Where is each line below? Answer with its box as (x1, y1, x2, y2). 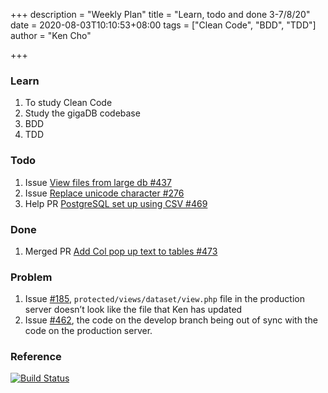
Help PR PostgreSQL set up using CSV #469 (24, 197, 208, 209)
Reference (10, 350, 62, 364)
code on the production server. (24, 325, 153, 337)
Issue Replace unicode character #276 (24, 187, 185, 199)
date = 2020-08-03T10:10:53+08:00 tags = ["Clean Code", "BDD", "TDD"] (10, 19, 317, 31)
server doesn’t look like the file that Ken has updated (24, 304, 243, 316)
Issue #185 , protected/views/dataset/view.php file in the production (24, 293, 306, 305)
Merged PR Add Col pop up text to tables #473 (24, 245, 218, 257)
